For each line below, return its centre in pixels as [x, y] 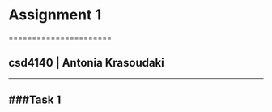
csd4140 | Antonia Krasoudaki [86, 63]
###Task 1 [35, 100]
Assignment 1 [55, 15]
